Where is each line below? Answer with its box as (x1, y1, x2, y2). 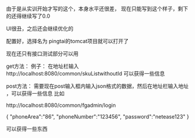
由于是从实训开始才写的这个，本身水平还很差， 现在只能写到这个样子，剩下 (6, 5, 189, 12)
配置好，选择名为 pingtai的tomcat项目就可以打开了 (6, 38, 129, 44)
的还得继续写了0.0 (6, 12, 50, 19)
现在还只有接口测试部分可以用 (6, 50, 78, 57)
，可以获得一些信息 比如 (6, 90, 65, 97)
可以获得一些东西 (6, 126, 48, 132)
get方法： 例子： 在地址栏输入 (6, 63, 80, 70)
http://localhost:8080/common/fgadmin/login (6, 102, 116, 109)
